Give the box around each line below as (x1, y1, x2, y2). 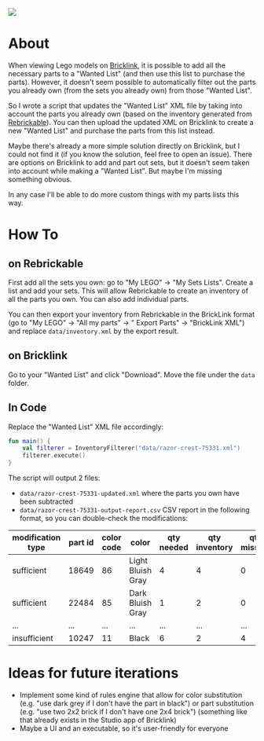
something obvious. (8, 174, 72, 184)
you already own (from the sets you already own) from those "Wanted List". (8, 86, 253, 95)
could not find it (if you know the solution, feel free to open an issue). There (8, 149, 253, 159)
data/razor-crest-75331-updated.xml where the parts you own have (19, 489, 240, 498)
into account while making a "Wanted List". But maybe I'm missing (8, 166, 222, 175)
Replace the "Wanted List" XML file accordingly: (8, 422, 164, 431)
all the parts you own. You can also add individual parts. (8, 294, 189, 303)
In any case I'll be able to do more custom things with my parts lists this (8, 189, 240, 199)
